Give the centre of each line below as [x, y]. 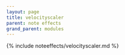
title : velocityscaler [35, 18]
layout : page [23, 12]
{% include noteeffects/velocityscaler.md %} [63, 46]
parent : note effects [34, 23]
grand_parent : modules [35, 29]
